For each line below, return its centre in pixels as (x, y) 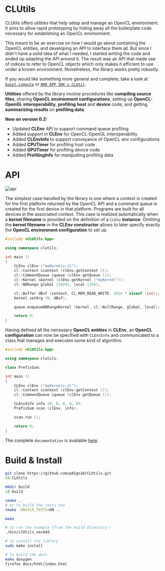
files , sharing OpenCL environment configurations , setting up (69, 99)
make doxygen (19, 559)
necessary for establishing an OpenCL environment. (58, 33)
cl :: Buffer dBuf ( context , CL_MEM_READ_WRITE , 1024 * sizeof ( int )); (87, 293)
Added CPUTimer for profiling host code (54, 144)
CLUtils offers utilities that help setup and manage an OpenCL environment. (82, 23)
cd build (14, 492)
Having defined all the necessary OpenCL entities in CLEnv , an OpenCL (79, 330)
